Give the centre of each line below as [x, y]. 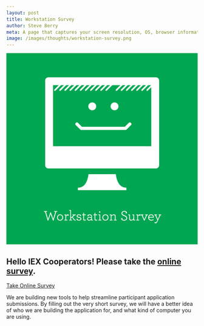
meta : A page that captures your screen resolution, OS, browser [90, 32]
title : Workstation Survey [40, 19]
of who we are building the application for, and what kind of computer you [99, 310]
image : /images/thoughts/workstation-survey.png [69, 39]
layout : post [23, 13]
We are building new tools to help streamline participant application [90, 297]
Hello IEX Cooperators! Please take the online [94, 261]
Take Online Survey [31, 285]
